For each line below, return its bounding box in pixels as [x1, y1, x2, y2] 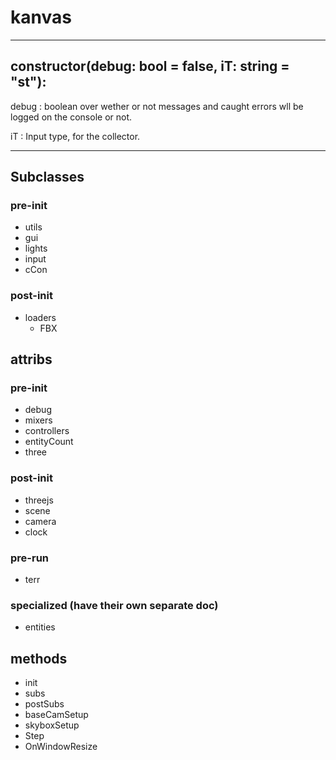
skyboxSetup [24, 719, 80, 731]
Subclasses [10, 169, 85, 186]
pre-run [10, 551, 50, 565]
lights [24, 242, 48, 255]
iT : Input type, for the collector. [10, 130, 141, 142]
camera [24, 515, 57, 527]
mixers [24, 414, 53, 426]
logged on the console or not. [10, 111, 133, 123]
